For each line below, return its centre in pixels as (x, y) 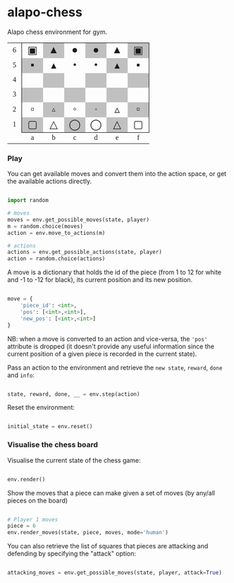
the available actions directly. (50, 182)
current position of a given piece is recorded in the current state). (102, 353)
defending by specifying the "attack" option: (72, 554)
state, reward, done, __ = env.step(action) (74, 394)
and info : (21, 375)
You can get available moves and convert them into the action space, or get (117, 174)
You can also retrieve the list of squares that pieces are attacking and (108, 546)
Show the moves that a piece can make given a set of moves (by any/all (111, 493)
